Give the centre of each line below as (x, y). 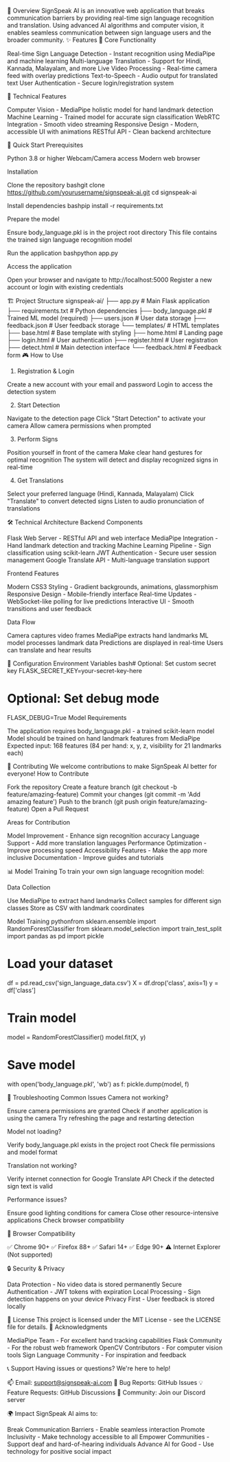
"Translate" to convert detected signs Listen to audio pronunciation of (106, 501)
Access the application (39, 266)
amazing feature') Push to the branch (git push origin (82, 801)
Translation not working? (42, 1165)
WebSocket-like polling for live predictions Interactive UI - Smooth (101, 601)
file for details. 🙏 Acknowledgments (57, 1327)
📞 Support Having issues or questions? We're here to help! (89, 1368)
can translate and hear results (49, 650)
